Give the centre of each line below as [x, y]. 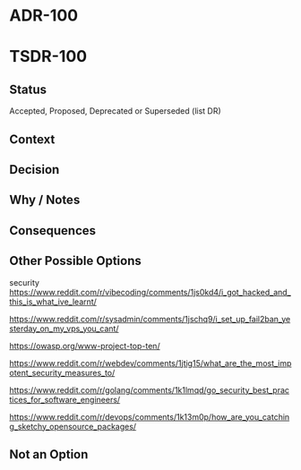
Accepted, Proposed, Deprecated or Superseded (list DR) [115, 111]
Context [32, 139]
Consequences [53, 231]
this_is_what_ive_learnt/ [53, 302]
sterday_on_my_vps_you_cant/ [64, 329]
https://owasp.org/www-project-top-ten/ [85, 346]
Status [28, 89]
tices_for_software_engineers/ [65, 399]
